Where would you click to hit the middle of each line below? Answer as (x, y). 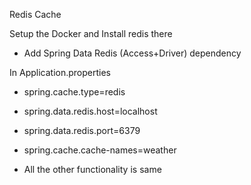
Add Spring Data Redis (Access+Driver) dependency (132, 53)
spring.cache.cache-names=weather (100, 150)
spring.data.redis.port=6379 (82, 130)
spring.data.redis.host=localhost (90, 111)
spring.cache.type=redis (74, 92)
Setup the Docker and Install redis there (91, 33)
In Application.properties (60, 72)
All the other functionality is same (92, 169)
